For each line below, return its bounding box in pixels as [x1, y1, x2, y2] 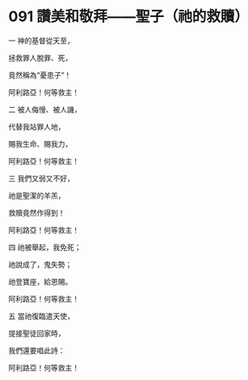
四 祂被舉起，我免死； [8, 242, 82, 252]
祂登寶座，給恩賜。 [8, 276, 73, 286]
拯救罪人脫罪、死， [8, 53, 73, 62]
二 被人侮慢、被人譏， [8, 105, 82, 114]
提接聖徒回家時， [8, 328, 65, 338]
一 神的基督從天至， [8, 36, 74, 45]
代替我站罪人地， [8, 122, 65, 131]
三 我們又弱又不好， [8, 173, 74, 183]
